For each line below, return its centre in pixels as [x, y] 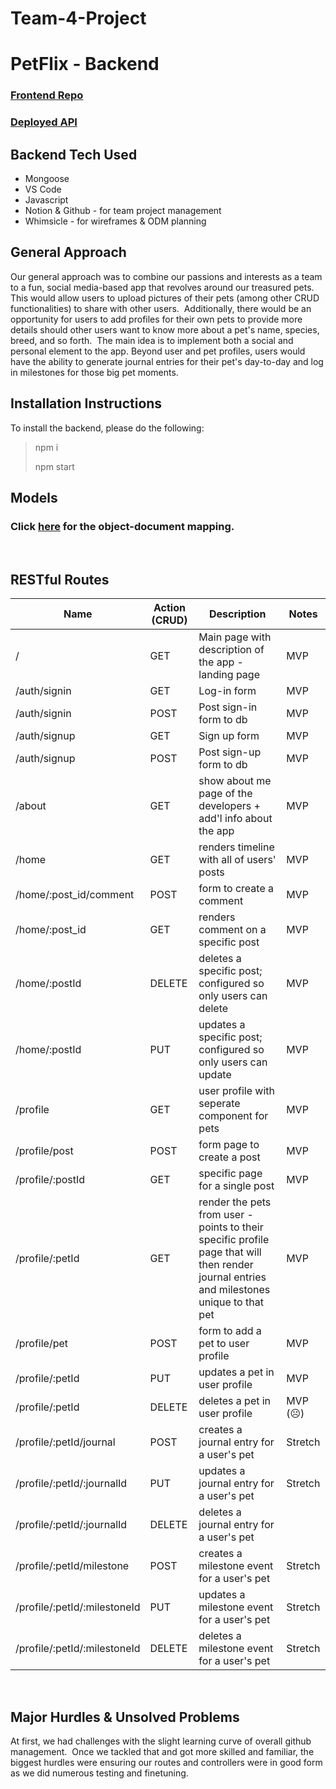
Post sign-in [228, 707]
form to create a [236, 889]
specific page [230, 1174]
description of [231, 650]
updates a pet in [236, 1372]
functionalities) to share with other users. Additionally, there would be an [161, 308]
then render [226, 1265]
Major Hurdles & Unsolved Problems [125, 1717]
